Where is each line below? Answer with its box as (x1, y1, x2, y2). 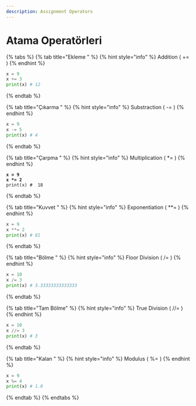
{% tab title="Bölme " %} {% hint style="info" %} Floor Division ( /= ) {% (6, 254, 181, 261)
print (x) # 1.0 (6, 384, 43, 390)
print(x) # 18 (6, 182, 43, 188)
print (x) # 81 (6, 232, 41, 238)
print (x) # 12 (6, 82, 41, 88)
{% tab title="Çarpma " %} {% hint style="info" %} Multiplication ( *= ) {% (6, 154, 185, 161)
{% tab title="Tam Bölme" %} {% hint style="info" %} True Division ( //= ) (6, 304, 183, 312)
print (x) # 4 (6, 132, 38, 138)
